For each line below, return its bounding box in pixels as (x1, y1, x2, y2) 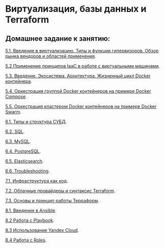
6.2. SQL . (5, 128, 25, 134)
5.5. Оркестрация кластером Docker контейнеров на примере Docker (5, 103, 157, 109)
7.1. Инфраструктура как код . (5, 178, 68, 184)
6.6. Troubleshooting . (5, 168, 50, 174)
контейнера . (5, 78, 32, 84)
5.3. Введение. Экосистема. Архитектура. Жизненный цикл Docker (5, 73, 151, 79)
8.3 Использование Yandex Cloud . (5, 227, 79, 233)
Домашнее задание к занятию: (5, 34, 111, 43)
